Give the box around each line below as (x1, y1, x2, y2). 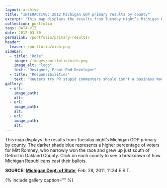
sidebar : (5, 49, 23, 54)
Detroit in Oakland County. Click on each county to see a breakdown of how (5, 152, 161, 158)
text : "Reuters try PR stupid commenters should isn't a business (14, 77, 155, 82)
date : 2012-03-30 (5, 30, 41, 35)
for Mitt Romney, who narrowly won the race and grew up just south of (5, 147, 150, 153)
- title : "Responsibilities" (9, 72, 70, 77)
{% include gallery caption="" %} (5, 177, 74, 183)
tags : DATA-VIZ (5, 26, 37, 31)
